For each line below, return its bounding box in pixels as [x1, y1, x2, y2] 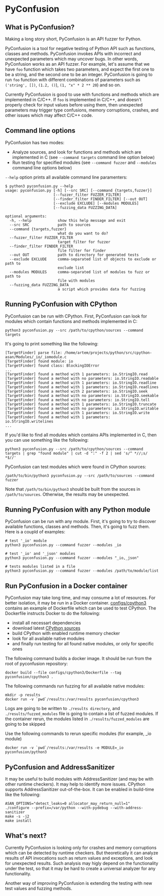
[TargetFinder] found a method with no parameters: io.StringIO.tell [5, 397, 150, 402]
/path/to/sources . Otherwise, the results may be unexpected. [5, 491, 130, 497]
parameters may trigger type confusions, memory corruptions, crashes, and [5, 107, 159, 113]
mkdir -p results [5, 693, 41, 698]
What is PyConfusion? [5, 23, 75, 31]
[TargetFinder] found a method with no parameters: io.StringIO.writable [5, 406, 159, 411]
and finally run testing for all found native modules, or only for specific [12, 641, 154, 647]
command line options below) [12, 164, 72, 170]
